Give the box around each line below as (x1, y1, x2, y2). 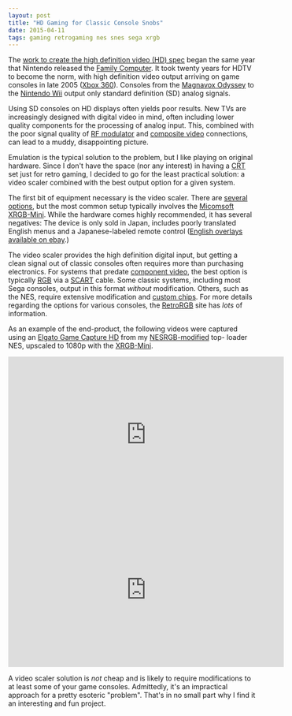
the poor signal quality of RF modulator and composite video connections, (8, 129, 249, 139)
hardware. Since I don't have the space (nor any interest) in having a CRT (8, 161, 246, 170)
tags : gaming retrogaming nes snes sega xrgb (8, 33, 160, 42)
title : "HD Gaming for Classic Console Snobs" (8, 19, 164, 27)
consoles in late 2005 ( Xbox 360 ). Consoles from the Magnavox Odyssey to (8, 80, 254, 90)
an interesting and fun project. (8, 699, 106, 708)
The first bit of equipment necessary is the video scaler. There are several (8, 193, 248, 203)
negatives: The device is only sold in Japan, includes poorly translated (8, 218, 237, 228)
